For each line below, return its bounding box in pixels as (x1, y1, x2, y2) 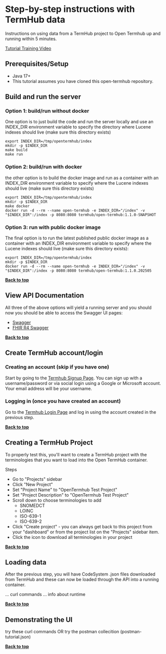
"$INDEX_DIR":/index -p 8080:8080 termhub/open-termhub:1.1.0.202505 (5, 268, 152, 274)
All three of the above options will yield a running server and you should (5, 304, 152, 310)
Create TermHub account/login (5, 349, 103, 357)
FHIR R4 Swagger (12, 324, 49, 331)
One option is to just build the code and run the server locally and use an (5, 119, 154, 125)
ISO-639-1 (19, 513, 41, 519)
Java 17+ (12, 73, 31, 79)
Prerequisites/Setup (5, 60, 69, 68)
